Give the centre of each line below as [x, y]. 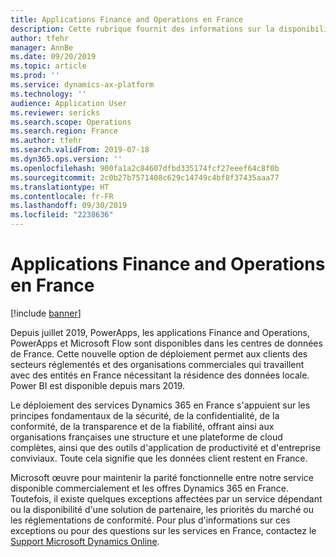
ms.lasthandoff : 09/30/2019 [69, 206]
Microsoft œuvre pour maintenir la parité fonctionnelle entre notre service [162, 477]
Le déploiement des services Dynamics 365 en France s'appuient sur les [160, 405]
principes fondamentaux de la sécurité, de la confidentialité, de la [145, 415]
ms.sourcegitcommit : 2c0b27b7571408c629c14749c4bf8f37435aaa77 [145, 177]
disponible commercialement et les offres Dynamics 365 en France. [149, 488]
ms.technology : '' [48, 94]
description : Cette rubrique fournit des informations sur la [142, 29]
